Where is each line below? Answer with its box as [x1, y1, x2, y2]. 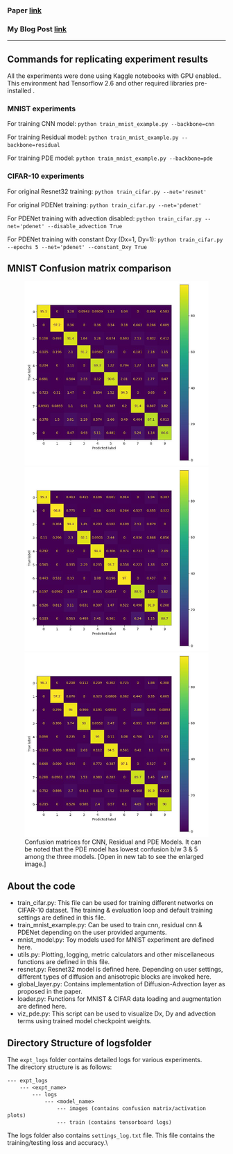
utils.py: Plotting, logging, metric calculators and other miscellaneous [17, 950, 215, 959]
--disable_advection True [47, 223, 123, 230]
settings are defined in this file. [17, 913, 106, 922]
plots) [7, 1112, 26, 1119]
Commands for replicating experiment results [7, 53, 209, 65]
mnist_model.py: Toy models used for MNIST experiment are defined [17, 936, 214, 944]
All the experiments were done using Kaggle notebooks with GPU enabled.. [7, 72, 222, 80]
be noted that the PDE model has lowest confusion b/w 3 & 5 [24, 845, 198, 854]
